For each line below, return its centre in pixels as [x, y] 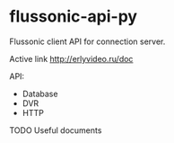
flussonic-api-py [73, 17]
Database [40, 94]
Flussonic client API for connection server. [87, 41]
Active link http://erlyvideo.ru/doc [71, 58]
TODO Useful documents [56, 130]
